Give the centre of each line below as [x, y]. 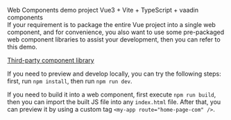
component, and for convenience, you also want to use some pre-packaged [115, 32]
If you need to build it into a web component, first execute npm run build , [112, 94]
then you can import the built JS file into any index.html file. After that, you [114, 102]
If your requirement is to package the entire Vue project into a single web [112, 25]
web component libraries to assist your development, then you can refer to [114, 40]
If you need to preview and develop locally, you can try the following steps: [114, 74]
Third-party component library [51, 60]
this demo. [23, 47]
